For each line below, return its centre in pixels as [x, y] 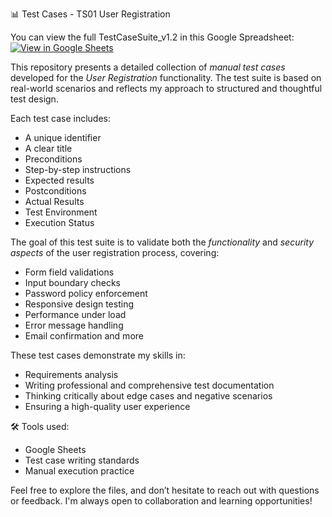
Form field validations [69, 272]
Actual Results [54, 201]
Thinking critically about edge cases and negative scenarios [148, 396]
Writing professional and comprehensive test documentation [149, 385]
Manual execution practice [79, 471]
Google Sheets [55, 449]
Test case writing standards [82, 460]
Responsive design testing [79, 304]
